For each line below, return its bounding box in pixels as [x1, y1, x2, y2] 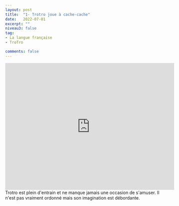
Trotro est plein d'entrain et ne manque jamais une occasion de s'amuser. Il [5, 189, 160, 195]
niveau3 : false [5, 26, 37, 31]
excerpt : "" [5, 21, 30, 26]
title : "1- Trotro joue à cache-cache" [5, 12, 91, 17]
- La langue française [5, 35, 52, 40]
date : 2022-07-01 [5, 16, 46, 21]
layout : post [5, 7, 32, 12]
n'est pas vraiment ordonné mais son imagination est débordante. [5, 194, 141, 200]
